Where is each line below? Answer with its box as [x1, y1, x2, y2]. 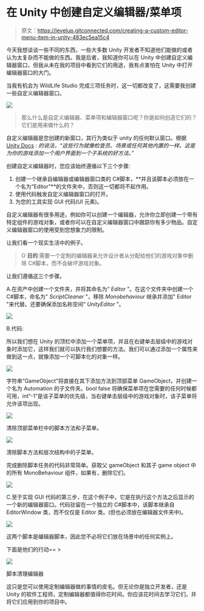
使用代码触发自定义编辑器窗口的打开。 [15, 190, 111, 197]
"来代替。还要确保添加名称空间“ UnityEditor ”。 [6, 300, 124, 307]
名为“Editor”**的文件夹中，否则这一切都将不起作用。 [20, 183, 152, 190]
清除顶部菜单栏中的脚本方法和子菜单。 [6, 424, 102, 431]
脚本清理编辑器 [6, 570, 44, 577]
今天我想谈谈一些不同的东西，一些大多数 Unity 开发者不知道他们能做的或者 [6, 46, 193, 53]
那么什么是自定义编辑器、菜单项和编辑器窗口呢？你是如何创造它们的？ [21, 114, 197, 121]
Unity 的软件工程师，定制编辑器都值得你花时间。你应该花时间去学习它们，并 [6, 590, 197, 598]
